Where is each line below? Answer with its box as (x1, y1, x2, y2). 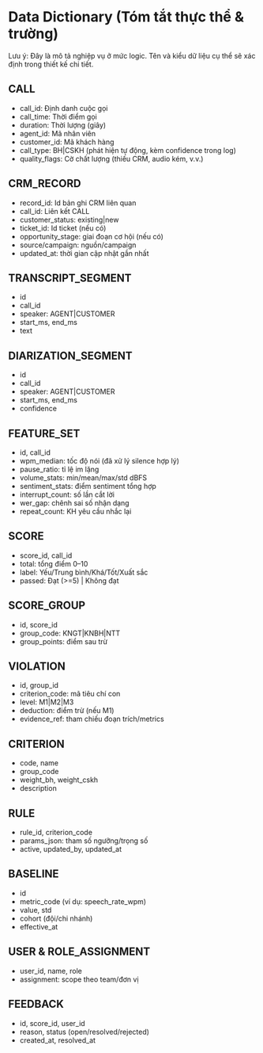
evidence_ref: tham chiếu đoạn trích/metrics (19, 714, 164, 724)
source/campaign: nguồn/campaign (19, 240, 137, 250)
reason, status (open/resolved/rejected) (19, 1027, 150, 1036)
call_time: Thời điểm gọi (19, 112, 97, 121)
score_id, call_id (19, 551, 73, 560)
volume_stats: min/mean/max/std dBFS (19, 473, 148, 483)
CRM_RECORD (8, 177, 81, 190)
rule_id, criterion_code (19, 828, 93, 837)
